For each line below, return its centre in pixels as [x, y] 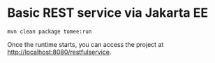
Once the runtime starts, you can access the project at [86, 44]
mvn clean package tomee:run [50, 31]
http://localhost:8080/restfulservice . [59, 52]
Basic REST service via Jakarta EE [107, 13]
